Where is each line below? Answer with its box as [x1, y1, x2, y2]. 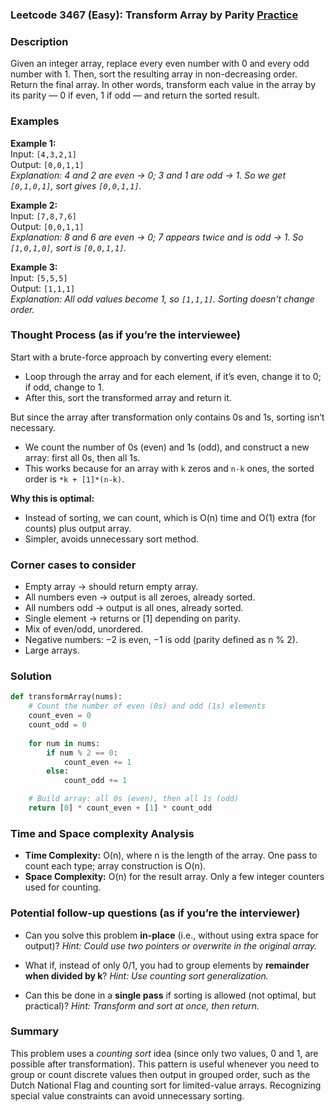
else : [46, 766, 70, 777]
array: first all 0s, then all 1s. [24, 451, 141, 463]
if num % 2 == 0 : [46, 748, 118, 758]
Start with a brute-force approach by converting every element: [10, 351, 272, 363]
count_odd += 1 [63, 776, 128, 786]
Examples [10, 114, 60, 128]
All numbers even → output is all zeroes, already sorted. [24, 591, 256, 603]
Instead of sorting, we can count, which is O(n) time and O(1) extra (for [24, 511, 317, 523]
